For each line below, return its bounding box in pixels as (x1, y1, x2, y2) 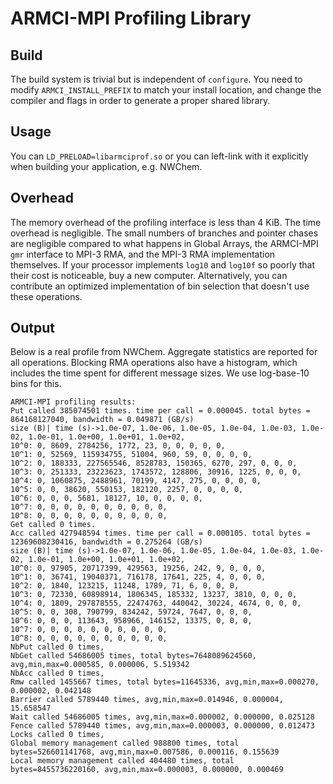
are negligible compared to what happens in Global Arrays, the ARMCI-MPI (10, 237, 319, 249)
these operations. (10, 290, 83, 302)
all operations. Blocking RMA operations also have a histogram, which (10, 357, 298, 369)
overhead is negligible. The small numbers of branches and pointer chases (10, 227, 319, 239)
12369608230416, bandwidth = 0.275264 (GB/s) (10, 537, 203, 547)
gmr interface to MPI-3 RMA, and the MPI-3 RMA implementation (10, 248, 276, 260)
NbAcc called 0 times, (10, 668, 105, 679)
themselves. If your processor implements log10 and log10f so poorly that (10, 258, 315, 271)
